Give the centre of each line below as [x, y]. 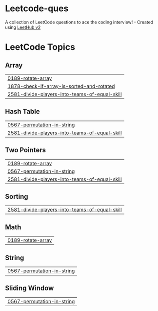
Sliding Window [30, 288]
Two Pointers [26, 150]
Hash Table [22, 111]
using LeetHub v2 [23, 27]
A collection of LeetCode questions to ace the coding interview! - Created [79, 22]
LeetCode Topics [40, 47]
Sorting [17, 196]
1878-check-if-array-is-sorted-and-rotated [61, 86]
